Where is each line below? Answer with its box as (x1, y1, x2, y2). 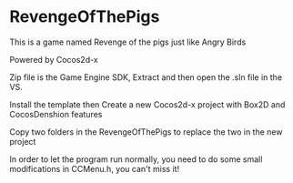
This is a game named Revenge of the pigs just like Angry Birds (9, 36, 247, 47)
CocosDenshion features (9, 108, 103, 119)
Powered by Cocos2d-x (9, 54, 98, 65)
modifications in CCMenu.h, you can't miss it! (9, 163, 180, 174)
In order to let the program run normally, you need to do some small (9, 153, 263, 165)
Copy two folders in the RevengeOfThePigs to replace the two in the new (9, 126, 283, 137)
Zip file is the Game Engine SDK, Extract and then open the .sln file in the (9, 71, 283, 83)
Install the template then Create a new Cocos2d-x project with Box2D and (9, 98, 286, 110)
